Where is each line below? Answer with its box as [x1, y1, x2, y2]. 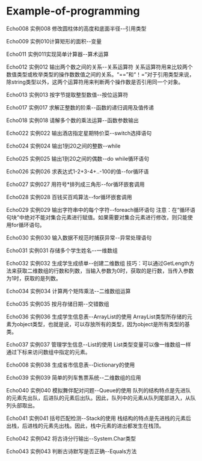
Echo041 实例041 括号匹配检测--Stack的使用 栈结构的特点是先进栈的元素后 [6, 414, 191, 422]
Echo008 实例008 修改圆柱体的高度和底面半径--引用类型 [6, 25, 147, 32]
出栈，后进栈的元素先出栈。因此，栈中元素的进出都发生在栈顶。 [6, 422, 164, 429]
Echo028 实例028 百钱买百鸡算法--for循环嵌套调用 [6, 193, 132, 200]
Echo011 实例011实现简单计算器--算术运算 [6, 50, 109, 58]
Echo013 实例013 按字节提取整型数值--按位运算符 [6, 91, 129, 98]
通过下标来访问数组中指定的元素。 [6, 348, 91, 356]
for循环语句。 [11, 221, 45, 228]
